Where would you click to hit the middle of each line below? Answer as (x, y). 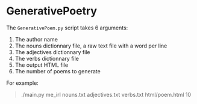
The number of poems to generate (58, 71)
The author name (36, 39)
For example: (23, 83)
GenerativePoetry (52, 11)
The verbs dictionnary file (47, 58)
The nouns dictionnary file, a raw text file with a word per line (91, 46)
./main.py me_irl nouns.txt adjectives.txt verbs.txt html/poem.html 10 (106, 94)
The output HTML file (41, 65)
